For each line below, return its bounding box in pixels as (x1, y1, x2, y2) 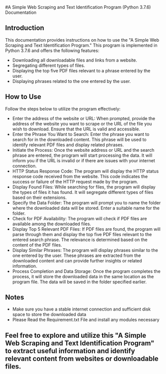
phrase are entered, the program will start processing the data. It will (12, 152, 153, 158)
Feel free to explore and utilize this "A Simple (5, 331, 146, 339)
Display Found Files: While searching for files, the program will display (12, 184, 156, 190)
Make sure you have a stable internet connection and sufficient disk (12, 306, 151, 312)
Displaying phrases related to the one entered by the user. (12, 78, 131, 84)
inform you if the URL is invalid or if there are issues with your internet (12, 157, 155, 163)
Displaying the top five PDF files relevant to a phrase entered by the (12, 67, 151, 73)
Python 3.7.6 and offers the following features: (5, 47, 100, 54)
